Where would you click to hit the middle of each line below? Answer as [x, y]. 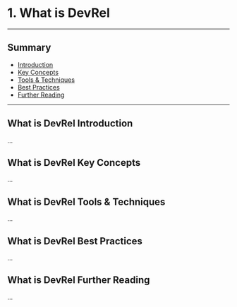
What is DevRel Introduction [70, 124]
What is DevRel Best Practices [75, 241]
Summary [29, 48]
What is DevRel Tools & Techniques [86, 201]
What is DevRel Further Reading [79, 280]
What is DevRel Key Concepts [74, 163]
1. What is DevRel [59, 13]
